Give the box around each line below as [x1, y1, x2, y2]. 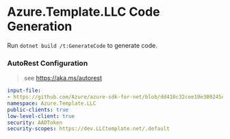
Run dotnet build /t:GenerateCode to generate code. [7, 41, 157, 49]
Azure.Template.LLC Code [7, 4, 160, 20]
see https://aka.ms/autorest [23, 74, 103, 82]
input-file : [7, 87, 41, 94]
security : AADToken [7, 119, 63, 126]
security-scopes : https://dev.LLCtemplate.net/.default [7, 125, 170, 132]
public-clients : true [7, 106, 69, 113]
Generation [7, 18, 73, 34]
